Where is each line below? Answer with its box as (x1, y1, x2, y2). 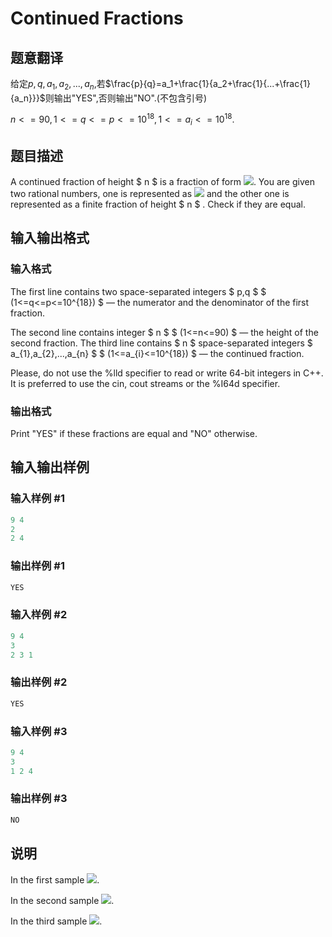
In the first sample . (10, 873, 100, 886)
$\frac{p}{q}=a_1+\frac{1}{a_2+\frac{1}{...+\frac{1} (104, 78, 311, 89)
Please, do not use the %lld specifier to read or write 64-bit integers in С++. (10, 367, 324, 379)
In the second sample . (10, 894, 115, 906)
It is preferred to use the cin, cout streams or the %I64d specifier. (10, 377, 281, 389)
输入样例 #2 (10, 608, 68, 622)
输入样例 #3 (10, 724, 68, 738)
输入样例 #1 (10, 492, 65, 506)
